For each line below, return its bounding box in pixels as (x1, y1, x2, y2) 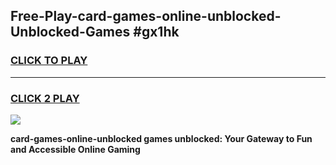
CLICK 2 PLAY (10, 91, 80, 105)
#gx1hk (133, 24, 180, 41)
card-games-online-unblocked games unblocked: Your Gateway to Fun (10, 132, 313, 144)
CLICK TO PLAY (10, 54, 88, 68)
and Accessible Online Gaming (10, 143, 141, 155)
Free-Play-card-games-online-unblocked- (10, 8, 282, 25)
